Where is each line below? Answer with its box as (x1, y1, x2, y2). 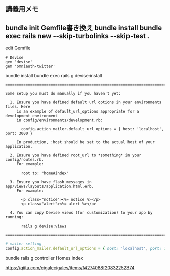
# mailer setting (5, 241, 42, 246)
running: (5, 215, 24, 220)
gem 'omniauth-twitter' (5, 64, 56, 69)
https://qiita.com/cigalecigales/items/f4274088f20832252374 (5, 264, 135, 271)
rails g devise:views (21, 224, 67, 229)
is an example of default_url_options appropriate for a (16, 109, 139, 114)
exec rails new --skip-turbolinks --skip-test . (5, 32, 150, 40)
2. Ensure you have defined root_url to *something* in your (10, 153, 142, 158)
